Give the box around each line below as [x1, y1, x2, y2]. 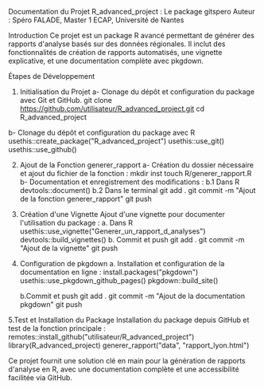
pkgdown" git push [19, 300, 83, 309]
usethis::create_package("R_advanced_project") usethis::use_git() [8, 136, 225, 146]
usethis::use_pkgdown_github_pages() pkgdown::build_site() [19, 276, 219, 285]
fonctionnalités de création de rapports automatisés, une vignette [8, 48, 223, 57]
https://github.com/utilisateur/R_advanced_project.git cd [19, 104, 205, 113]
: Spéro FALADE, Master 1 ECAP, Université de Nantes [8, 15, 184, 25]
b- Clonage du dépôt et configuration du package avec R [8, 128, 196, 137]
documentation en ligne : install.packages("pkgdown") [19, 267, 199, 277]
